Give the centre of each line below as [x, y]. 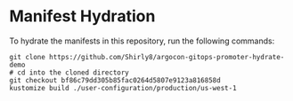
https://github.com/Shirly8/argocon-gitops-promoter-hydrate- [167, 57]
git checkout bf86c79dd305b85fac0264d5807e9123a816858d [115, 80]
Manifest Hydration [82, 16]
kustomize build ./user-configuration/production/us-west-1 [123, 88]
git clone [28, 57]
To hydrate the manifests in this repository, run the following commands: [142, 41]
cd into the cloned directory [73, 73]
